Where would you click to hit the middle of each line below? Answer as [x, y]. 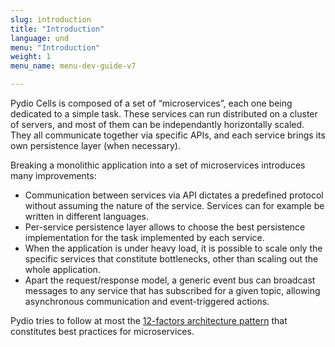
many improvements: [53, 175]
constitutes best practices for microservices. [102, 331]
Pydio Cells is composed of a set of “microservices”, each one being [151, 103]
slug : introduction [51, 19]
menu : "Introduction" [55, 47]
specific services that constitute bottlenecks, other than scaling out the [171, 259]
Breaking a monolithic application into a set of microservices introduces [158, 165]
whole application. [62, 269]
